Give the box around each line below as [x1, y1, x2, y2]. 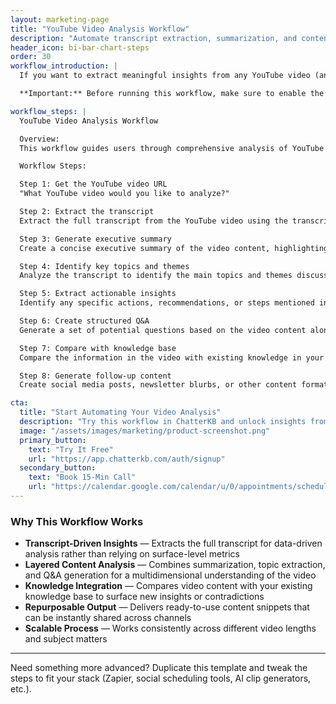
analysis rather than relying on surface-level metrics [24, 548, 240, 560]
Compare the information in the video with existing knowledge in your [19, 352, 325, 363]
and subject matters [24, 633, 108, 645]
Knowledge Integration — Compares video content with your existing [24, 580, 313, 592]
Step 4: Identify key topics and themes [19, 261, 190, 271]
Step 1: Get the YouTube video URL [19, 179, 168, 190]
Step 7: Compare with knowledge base [19, 343, 177, 353]
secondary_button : [19, 463, 97, 473]
